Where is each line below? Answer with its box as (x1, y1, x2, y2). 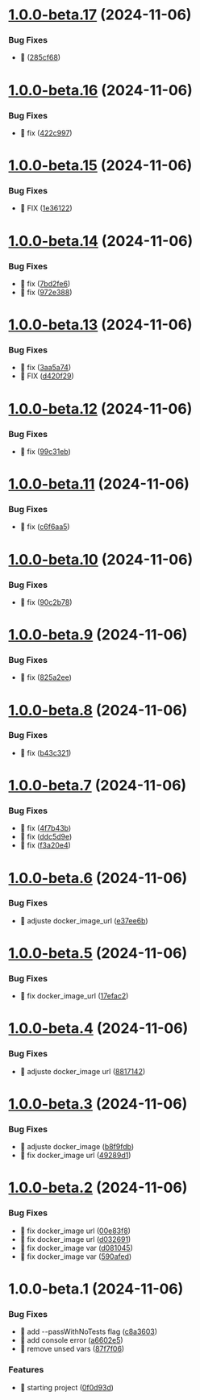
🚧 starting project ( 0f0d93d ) (19, 1382, 115, 1392)
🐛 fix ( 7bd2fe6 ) (19, 278, 71, 288)
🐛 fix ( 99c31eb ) (19, 446, 71, 456)
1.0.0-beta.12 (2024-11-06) (8, 399, 193, 418)
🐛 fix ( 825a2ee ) (19, 673, 73, 682)
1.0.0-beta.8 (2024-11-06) (8, 701, 188, 719)
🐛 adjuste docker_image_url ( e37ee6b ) (19, 915, 148, 925)
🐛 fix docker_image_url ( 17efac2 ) (19, 991, 129, 1001)
